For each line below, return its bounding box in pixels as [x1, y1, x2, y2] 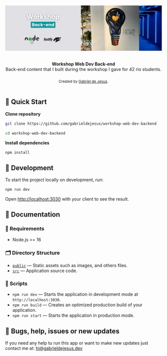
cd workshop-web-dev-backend [5, 131, 66, 136]
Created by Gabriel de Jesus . [59, 79, 108, 84]
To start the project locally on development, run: [5, 177, 103, 183]
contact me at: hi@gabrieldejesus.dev [5, 346, 83, 352]
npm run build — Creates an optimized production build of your [12, 302, 143, 308]
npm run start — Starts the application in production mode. [12, 312, 135, 318]
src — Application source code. [12, 268, 78, 274]
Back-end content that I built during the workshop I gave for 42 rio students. [5, 67, 162, 72]
